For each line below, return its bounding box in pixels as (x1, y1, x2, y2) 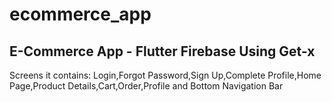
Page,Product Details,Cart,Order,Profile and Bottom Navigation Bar (9, 80, 284, 92)
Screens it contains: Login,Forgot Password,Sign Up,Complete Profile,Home (9, 69, 322, 81)
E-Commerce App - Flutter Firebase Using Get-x (9, 43, 316, 60)
